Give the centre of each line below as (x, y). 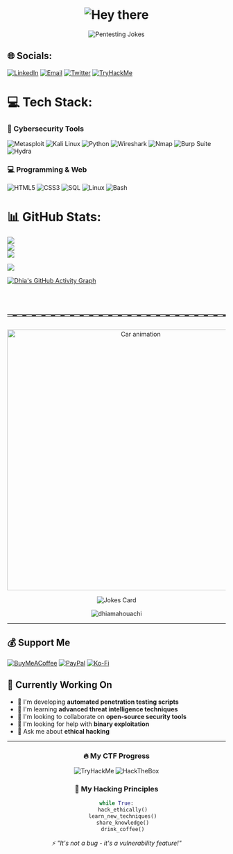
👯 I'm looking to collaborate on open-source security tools (102, 716)
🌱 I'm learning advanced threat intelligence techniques (97, 709)
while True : (116, 803)
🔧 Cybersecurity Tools (46, 129)
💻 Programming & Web (47, 170)
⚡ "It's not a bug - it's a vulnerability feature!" (116, 843)
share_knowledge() (123, 823)
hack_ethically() (123, 810)
